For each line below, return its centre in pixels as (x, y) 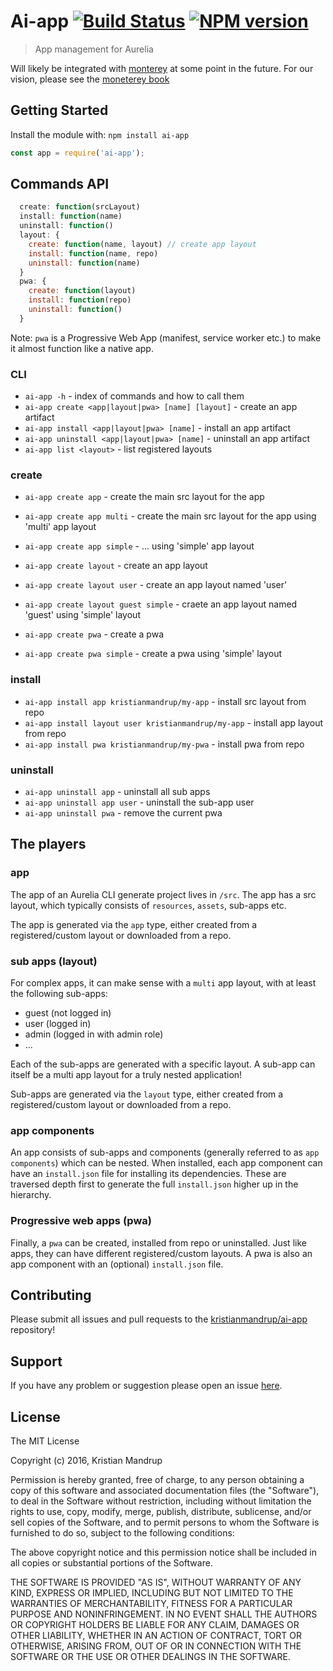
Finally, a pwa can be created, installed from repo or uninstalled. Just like (158, 1242)
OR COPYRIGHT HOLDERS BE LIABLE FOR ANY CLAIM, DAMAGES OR (155, 1625)
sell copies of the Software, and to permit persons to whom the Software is (165, 1522)
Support (36, 1361)
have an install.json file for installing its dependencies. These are (148, 1174)
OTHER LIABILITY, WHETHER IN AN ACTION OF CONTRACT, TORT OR (156, 1636)
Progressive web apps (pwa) (81, 1221)
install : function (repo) (80, 300)
